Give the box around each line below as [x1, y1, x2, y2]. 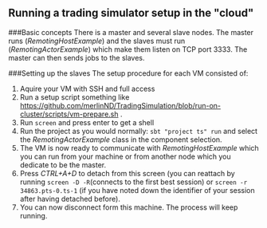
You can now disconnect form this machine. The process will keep [19, 202, 238, 212]
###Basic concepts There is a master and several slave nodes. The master [8, 27, 253, 37]
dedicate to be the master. [19, 159, 106, 170]
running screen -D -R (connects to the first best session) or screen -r [19, 177, 248, 187]
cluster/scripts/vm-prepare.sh [19, 109, 119, 119]
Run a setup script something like [19, 92, 130, 102]
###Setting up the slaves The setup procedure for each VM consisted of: [8, 68, 249, 78]
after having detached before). [19, 194, 121, 203]
